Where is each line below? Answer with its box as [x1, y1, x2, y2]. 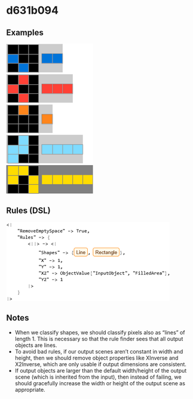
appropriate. [14, 386, 46, 393]
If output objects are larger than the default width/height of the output [14, 367, 187, 374]
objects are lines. [14, 342, 57, 349]
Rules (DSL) [6, 206, 51, 216]
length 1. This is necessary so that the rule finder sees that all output [14, 335, 183, 342]
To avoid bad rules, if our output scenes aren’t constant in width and [14, 348, 183, 355]
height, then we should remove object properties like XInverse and [14, 354, 179, 361]
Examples [6, 28, 44, 38]
